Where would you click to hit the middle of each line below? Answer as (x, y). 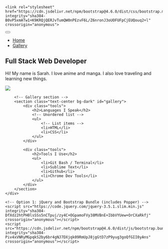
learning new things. (26, 78)
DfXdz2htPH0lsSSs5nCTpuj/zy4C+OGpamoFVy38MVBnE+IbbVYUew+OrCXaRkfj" (78, 215)
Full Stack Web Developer (46, 61)
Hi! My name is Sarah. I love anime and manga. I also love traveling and (78, 73)
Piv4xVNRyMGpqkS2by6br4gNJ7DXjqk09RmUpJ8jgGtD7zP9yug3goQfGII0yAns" (78, 237)
